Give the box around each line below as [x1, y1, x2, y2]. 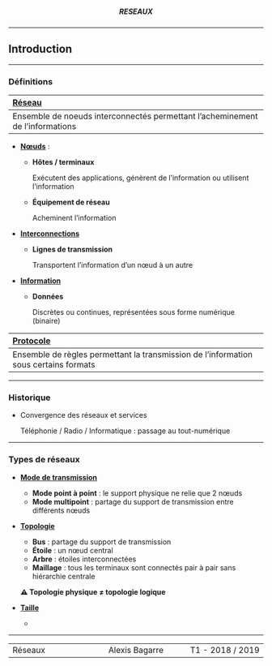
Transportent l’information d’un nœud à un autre [32, 260, 193, 270]
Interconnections [19, 229, 80, 238]
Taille [19, 603, 39, 612]
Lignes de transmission [32, 244, 113, 255]
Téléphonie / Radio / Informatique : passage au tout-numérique [19, 426, 231, 436]
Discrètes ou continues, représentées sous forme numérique [32, 307, 236, 317]
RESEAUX [118, 6, 154, 16]
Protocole [12, 335, 51, 346]
